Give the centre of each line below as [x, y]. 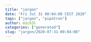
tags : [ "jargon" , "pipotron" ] [36, 18]
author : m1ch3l [21, 23]
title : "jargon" [22, 9]
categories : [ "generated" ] [33, 28]
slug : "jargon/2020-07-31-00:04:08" [43, 32]
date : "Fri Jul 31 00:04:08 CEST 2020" [46, 14]
